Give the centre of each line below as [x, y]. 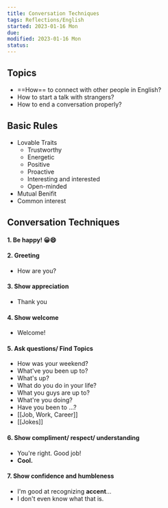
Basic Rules [33, 126]
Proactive [41, 172]
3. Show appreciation [38, 286]
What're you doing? [45, 400]
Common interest [41, 200]
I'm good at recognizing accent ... [64, 491]
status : [18, 45]
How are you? [37, 270]
